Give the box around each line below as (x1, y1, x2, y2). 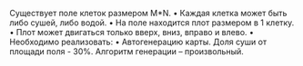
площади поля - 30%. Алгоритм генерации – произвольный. (9, 46, 244, 57)
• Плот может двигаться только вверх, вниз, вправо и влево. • (9, 27, 255, 37)
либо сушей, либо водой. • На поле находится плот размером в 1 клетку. (9, 17, 295, 28)
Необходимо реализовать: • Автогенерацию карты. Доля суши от (9, 36, 267, 47)
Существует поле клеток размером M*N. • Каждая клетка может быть (9, 8, 288, 18)
